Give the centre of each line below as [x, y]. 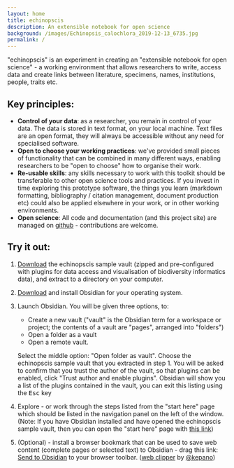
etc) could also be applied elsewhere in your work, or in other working [118, 202]
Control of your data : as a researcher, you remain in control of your [114, 121]
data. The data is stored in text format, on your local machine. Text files [120, 128]
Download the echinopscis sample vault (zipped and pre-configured [116, 264]
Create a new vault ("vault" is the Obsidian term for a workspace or [124, 319]
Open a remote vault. [58, 342]
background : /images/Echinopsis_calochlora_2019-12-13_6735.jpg [103, 33]
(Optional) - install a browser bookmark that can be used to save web [117, 442]
